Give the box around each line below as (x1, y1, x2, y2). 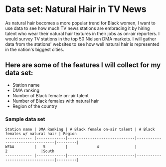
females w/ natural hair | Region (5, 131, 77, 137)
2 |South (5, 149, 55, 154)
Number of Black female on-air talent (12, 92, 89, 98)
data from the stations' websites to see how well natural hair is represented (5, 41, 160, 47)
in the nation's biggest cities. (5, 46, 64, 52)
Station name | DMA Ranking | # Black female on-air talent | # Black (5, 127, 155, 132)
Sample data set (5, 116, 45, 123)
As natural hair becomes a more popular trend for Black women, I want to (5, 20, 156, 26)
